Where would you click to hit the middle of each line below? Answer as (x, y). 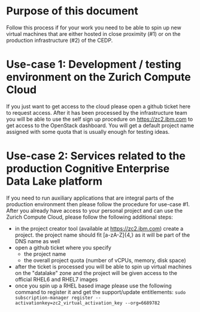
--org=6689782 (143, 303)
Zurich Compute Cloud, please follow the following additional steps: (90, 217)
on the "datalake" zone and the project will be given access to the (96, 273)
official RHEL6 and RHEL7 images (56, 279)
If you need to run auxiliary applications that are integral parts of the (90, 198)
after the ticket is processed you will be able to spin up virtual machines (103, 267)
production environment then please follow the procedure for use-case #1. (98, 204)
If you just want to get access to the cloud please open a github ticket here (98, 106)
